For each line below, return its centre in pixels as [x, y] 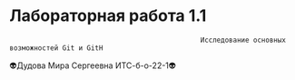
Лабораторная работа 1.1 [108, 16]
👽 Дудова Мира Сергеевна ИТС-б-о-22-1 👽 [93, 65]
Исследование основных [243, 40]
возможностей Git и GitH [56, 48]
